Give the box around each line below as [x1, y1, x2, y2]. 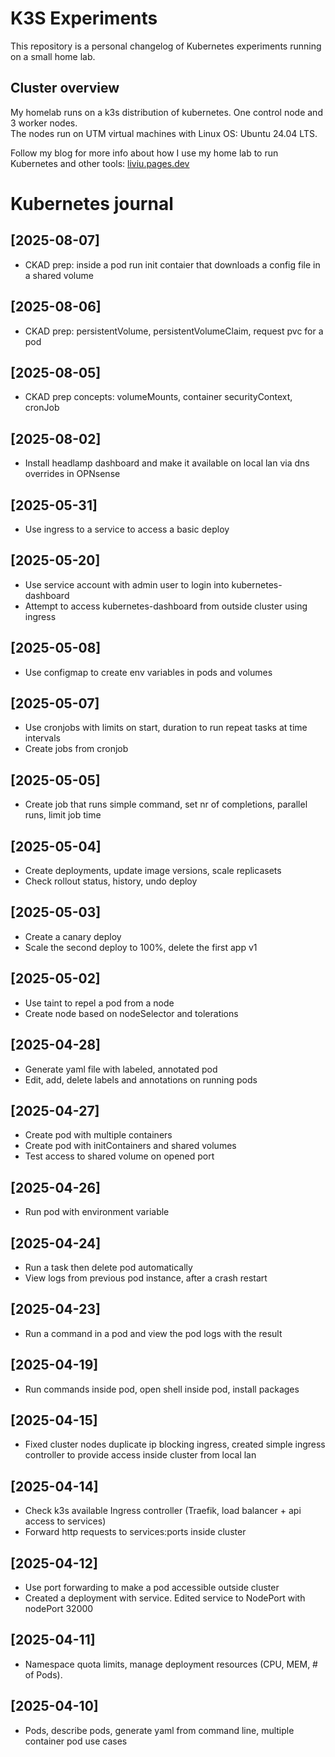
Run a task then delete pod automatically [24, 1261, 193, 1273]
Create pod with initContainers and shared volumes [24, 1140, 237, 1152]
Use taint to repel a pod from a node [24, 997, 175, 1009]
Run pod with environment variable [24, 1206, 170, 1218]
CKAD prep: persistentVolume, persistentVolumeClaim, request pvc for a [24, 325, 324, 337]
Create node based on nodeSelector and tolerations [24, 1007, 239, 1019]
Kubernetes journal [10, 192, 174, 215]
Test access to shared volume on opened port [24, 1150, 215, 1162]
